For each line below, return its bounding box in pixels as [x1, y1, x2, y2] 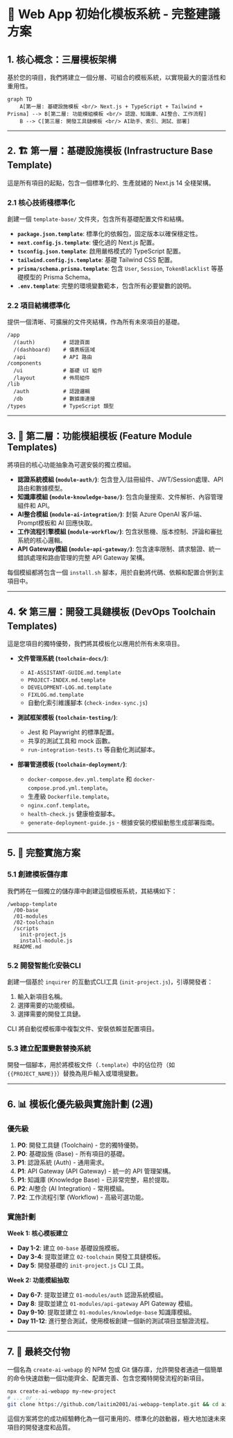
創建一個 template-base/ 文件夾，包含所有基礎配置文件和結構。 [7, 215, 189, 223]
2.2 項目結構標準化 [7, 301, 71, 311]
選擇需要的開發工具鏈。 [17, 1010, 85, 1018]
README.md [13, 943, 42, 950]
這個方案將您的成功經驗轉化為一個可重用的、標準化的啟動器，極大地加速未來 [7, 1414, 226, 1423]
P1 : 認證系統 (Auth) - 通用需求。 [17, 1158, 109, 1166]
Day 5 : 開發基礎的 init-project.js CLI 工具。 [17, 1262, 148, 1270]
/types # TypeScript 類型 [7, 403, 114, 410]
